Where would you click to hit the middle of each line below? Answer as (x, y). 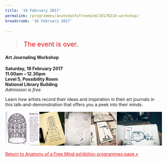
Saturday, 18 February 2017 (34, 68)
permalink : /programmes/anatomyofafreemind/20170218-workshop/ (72, 16)
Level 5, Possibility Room (32, 79)
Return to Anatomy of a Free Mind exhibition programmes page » (72, 154)
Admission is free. (24, 89)
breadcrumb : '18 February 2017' (39, 21)
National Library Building (31, 84)
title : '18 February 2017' (33, 10)
